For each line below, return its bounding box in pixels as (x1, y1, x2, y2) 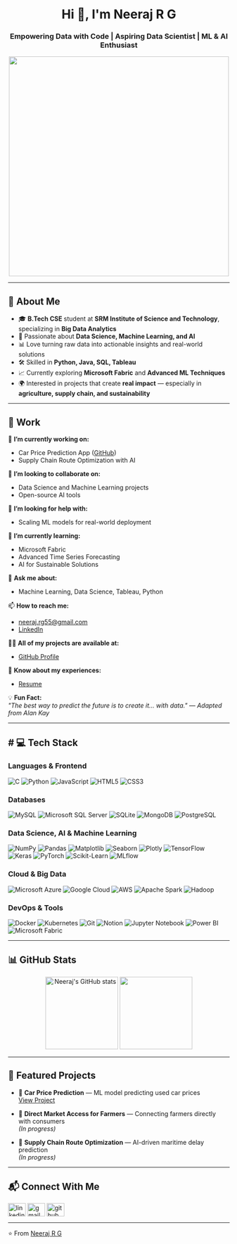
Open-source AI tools (18, 491, 81, 499)
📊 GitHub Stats (8, 954, 77, 966)
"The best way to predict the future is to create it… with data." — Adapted (8, 701, 222, 710)
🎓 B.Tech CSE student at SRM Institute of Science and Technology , (18, 314, 220, 323)
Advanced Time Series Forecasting (18, 553, 120, 561)
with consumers (18, 1117, 65, 1125)
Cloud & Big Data (8, 869, 67, 879)
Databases (8, 795, 46, 804)
